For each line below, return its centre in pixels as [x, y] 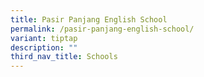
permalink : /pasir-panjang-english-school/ [102, 29]
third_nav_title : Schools [64, 57]
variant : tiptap [44, 38]
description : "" [44, 47]
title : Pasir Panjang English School [89, 19]
